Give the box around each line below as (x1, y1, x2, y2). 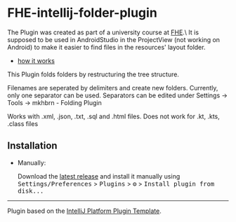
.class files (7, 119, 39, 127)
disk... (17, 187, 44, 195)
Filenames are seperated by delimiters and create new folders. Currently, (7, 83, 218, 92)
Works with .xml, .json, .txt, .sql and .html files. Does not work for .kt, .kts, (7, 112, 220, 120)
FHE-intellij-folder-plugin (7, 5, 158, 21)
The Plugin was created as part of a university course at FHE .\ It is (7, 28, 199, 36)
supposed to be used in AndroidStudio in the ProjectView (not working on (7, 35, 220, 43)
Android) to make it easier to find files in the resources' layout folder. (7, 43, 206, 51)
